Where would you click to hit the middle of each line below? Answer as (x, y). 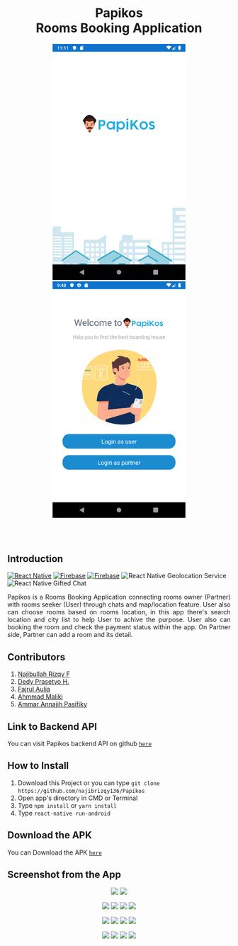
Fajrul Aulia (34, 689)
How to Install (38, 766)
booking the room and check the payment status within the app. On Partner (119, 627)
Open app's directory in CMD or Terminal (78, 798)
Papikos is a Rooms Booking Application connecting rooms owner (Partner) (119, 597)
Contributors (36, 657)
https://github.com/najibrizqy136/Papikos (81, 791)
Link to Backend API (52, 727)
